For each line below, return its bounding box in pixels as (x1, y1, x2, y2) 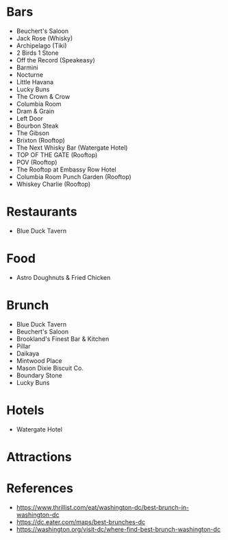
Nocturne (16, 70, 44, 79)
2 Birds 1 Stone (16, 49, 59, 57)
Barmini (16, 63, 38, 71)
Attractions (6, 449, 73, 465)
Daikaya (16, 349, 40, 357)
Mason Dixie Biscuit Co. (16, 364, 84, 372)
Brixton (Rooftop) (16, 136, 66, 144)
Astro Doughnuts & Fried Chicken (16, 273, 111, 281)
